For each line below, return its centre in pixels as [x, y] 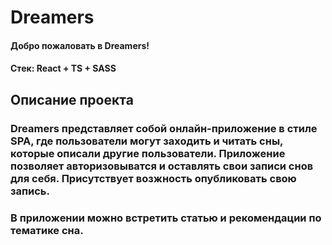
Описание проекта [72, 99]
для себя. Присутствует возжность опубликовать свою [153, 178]
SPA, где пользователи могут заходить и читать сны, [147, 141]
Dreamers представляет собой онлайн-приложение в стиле [164, 128]
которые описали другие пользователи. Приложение [148, 153]
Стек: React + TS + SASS [63, 68]
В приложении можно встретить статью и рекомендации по [166, 218]
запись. [30, 191]
